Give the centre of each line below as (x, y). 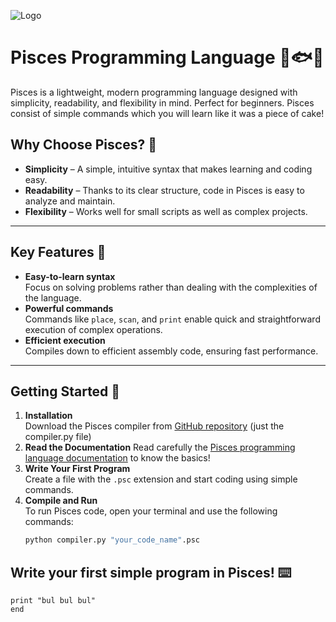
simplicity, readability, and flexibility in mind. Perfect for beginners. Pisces (162, 102)
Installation (48, 416)
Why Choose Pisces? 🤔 (83, 145)
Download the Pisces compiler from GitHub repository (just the (154, 426)
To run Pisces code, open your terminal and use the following (151, 511)
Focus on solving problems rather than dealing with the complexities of (171, 287)
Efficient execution (65, 340)
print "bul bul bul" (53, 601)
